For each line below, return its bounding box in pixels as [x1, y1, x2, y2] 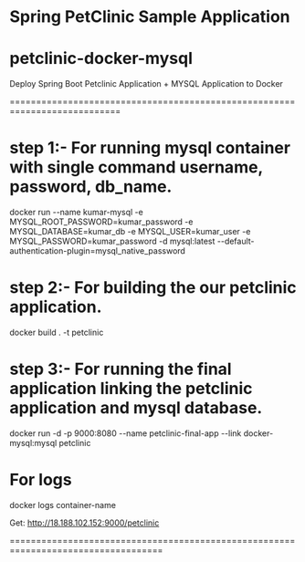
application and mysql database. [9, 398, 263, 419]
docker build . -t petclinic [9, 327, 104, 338]
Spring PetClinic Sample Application [9, 6, 290, 27]
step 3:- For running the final [9, 359, 232, 380]
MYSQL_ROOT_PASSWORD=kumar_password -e [9, 216, 194, 227]
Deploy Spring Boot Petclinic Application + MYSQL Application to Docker [9, 78, 283, 89]
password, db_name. [9, 176, 173, 197]
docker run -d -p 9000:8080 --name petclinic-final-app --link [9, 427, 242, 439]
